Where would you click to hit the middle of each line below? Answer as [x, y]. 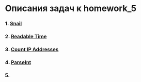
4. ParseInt [18, 62]
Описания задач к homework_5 [71, 8]
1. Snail [14, 24]
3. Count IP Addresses [32, 49]
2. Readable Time [26, 37]
